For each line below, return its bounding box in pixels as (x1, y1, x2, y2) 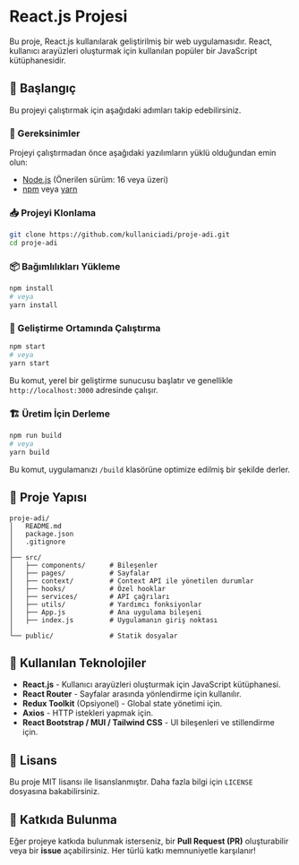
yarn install (9, 301, 58, 310)
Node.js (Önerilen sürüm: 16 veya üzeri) (21, 175, 168, 185)
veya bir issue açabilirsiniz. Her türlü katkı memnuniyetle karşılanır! (9, 845, 257, 856)
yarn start (9, 359, 50, 368)
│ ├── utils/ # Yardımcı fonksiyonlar (9, 600, 202, 609)
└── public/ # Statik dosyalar (9, 631, 178, 640)
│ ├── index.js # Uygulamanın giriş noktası (9, 615, 218, 624)
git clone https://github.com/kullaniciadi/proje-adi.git (9, 230, 230, 239)
